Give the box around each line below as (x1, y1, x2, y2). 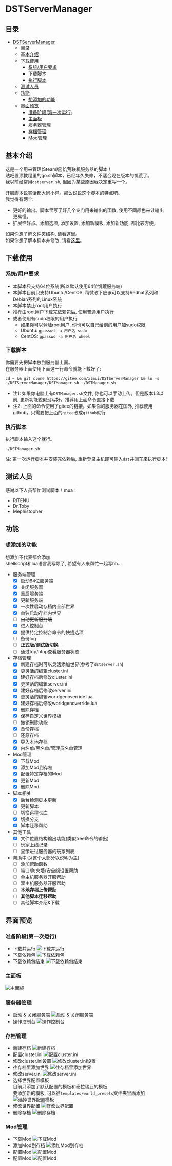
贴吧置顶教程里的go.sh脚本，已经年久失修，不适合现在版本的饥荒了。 (5, 172, 152, 178)
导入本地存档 (20, 738, 48, 745)
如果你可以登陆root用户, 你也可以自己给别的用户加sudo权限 (20, 322, 146, 328)
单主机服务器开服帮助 (20, 874, 66, 880)
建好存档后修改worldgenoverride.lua (20, 700, 98, 706)
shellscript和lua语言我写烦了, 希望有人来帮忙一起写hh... (5, 560, 122, 566)
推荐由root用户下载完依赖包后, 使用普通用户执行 (12, 309, 114, 315)
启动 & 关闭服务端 (12, 1012, 50, 1018)
